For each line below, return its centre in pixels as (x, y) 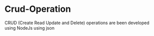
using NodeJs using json (30, 28)
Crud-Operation (38, 9)
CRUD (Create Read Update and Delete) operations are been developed (77, 23)
